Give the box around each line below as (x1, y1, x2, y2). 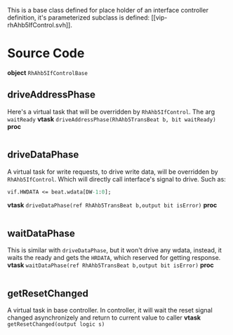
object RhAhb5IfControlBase (7, 68, 88, 76)
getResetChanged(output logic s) (7, 321, 105, 328)
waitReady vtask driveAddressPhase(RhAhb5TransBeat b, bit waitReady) (7, 115, 216, 123)
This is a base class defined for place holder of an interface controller (7, 6, 209, 14)
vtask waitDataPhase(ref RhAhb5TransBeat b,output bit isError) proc (7, 261, 214, 269)
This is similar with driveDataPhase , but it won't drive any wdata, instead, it (7, 246, 222, 254)
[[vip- (151, 13, 168, 22)
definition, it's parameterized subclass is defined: (7, 13, 150, 22)
